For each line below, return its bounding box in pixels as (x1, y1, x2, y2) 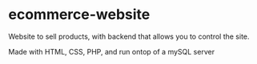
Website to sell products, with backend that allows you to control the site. (8, 32, 250, 41)
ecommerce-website (8, 6, 151, 24)
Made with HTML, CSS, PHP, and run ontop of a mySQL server (8, 47, 215, 56)
